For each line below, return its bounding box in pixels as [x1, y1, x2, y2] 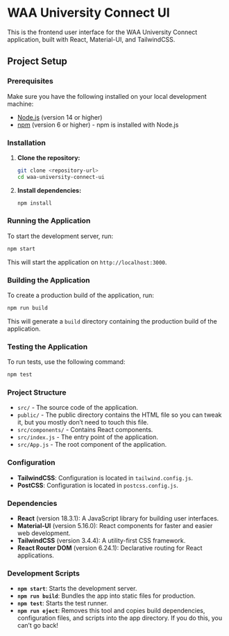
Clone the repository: [17, 153, 80, 161]
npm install [17, 200, 52, 207]
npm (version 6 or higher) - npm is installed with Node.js [17, 120, 179, 129]
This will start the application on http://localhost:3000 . [7, 257, 167, 266]
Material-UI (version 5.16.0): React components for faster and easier [17, 521, 213, 530]
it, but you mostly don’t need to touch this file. [17, 418, 149, 427]
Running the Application [7, 216, 91, 225]
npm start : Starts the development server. [17, 585, 137, 593]
